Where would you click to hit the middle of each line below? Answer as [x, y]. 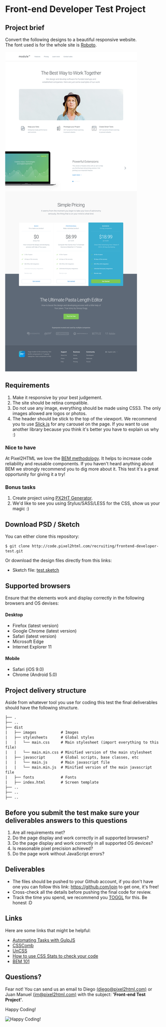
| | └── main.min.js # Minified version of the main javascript [79, 767]
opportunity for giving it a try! [35, 474]
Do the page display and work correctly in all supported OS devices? [83, 843]
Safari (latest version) [34, 636]
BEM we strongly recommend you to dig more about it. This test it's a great [82, 469]
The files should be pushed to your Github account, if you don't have [83, 881]
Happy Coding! [21, 1009]
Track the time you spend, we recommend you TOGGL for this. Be [80, 897]
